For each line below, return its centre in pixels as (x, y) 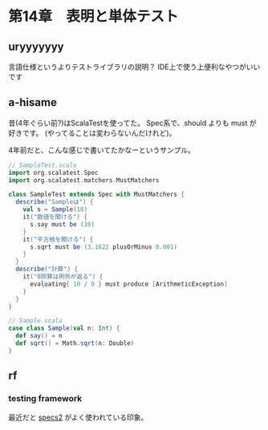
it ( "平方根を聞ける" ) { (58, 239)
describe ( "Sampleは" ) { (55, 202)
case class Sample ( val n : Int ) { (64, 329)
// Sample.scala (35, 321)
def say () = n (39, 336)
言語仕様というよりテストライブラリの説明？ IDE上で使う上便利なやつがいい (134, 67)
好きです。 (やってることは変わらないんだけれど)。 (92, 132)
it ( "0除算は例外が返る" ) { (63, 277)
